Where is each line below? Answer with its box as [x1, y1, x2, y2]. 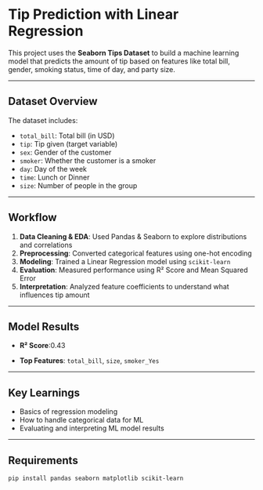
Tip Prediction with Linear [8, 5, 179, 24]
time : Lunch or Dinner [19, 172, 90, 182]
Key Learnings [8, 386, 81, 399]
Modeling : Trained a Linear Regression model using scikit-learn [19, 256, 231, 266]
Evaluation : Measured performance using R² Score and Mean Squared [19, 265, 248, 274]
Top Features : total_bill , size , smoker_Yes [19, 356, 160, 365]
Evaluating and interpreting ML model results [19, 423, 164, 433]
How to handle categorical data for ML [19, 416, 144, 425]
